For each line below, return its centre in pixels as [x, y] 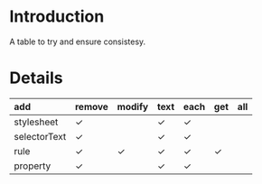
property [33, 166]
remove [92, 106]
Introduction [57, 17]
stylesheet [36, 122]
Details [36, 78]
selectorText [40, 136]
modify [133, 106]
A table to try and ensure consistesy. [78, 41]
